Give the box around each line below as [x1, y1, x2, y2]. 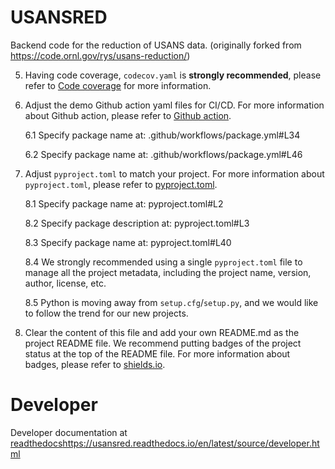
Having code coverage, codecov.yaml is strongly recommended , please [24, 69, 322, 81]
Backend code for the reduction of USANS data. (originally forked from [10, 39, 302, 51]
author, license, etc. [24, 277, 107, 289]
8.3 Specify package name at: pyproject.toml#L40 [24, 236, 232, 248]
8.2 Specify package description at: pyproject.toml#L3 [24, 217, 250, 229]
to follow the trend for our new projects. [24, 307, 189, 319]
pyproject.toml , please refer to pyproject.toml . [24, 178, 218, 190]
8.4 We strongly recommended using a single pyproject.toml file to [24, 256, 303, 268]
